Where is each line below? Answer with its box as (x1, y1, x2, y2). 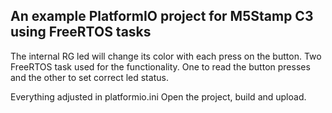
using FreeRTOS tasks (10, 24, 152, 41)
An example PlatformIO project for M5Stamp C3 (10, 8, 314, 25)
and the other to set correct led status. (10, 71, 169, 83)
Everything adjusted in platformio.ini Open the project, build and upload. (10, 90, 307, 103)
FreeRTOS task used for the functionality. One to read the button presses (10, 60, 311, 73)
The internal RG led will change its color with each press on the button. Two (10, 50, 322, 62)
